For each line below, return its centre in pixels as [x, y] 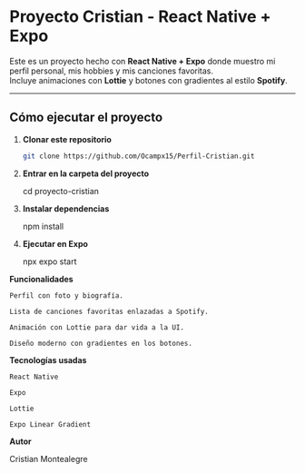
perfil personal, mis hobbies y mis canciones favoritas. [112, 71]
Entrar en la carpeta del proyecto [86, 173]
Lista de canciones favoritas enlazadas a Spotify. [109, 311]
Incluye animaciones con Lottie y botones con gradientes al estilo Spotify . [148, 80]
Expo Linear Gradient [50, 424]
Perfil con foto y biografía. [67, 296]
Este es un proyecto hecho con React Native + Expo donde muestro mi [143, 61]
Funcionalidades [42, 279]
